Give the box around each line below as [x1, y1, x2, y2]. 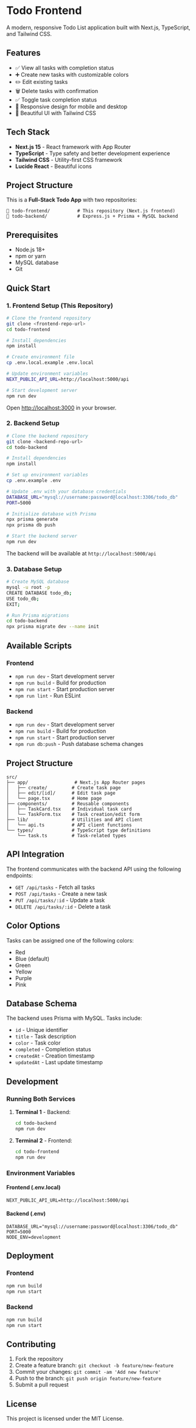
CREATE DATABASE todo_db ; [6, 590, 72, 596]
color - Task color [15, 1039, 61, 1047]
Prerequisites [6, 229, 58, 240]
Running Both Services [6, 1095, 76, 1103]
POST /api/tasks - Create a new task [15, 890, 108, 897]
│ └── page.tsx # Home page [6, 795, 102, 802]
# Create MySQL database [6, 579, 69, 585]
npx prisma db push [6, 522, 56, 528]
